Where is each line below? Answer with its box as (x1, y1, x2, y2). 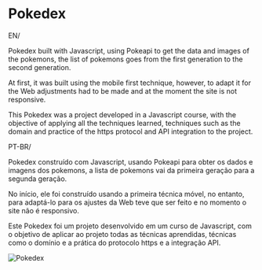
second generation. (8, 62, 71, 72)
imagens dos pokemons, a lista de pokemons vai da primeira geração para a (8, 165, 255, 175)
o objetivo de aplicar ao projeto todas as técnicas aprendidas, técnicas (8, 229, 237, 239)
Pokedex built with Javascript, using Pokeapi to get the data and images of (8, 46, 249, 55)
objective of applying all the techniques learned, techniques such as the (8, 118, 241, 128)
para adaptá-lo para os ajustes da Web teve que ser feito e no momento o (8, 198, 247, 207)
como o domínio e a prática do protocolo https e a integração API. (8, 238, 221, 247)
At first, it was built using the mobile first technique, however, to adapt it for (8, 78, 251, 87)
